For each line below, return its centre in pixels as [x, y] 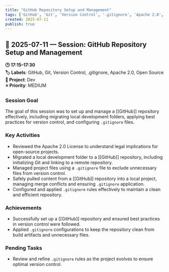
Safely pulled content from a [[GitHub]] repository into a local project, [85, 178]
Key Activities [23, 135]
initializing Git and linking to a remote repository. [63, 162]
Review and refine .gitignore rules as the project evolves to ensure [83, 259]
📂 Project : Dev [20, 80]
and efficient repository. [37, 195]
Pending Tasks [24, 248]
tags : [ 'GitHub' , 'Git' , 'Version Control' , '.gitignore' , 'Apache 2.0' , [84, 15]
